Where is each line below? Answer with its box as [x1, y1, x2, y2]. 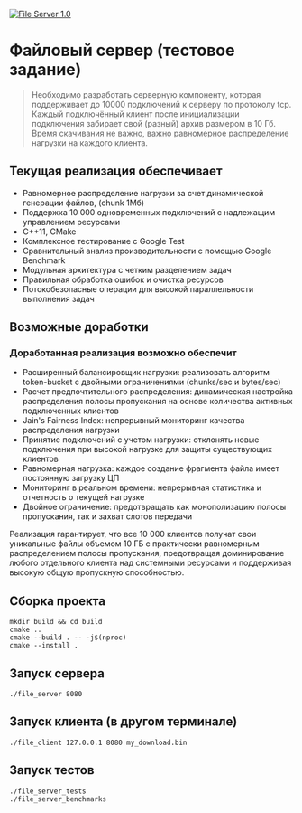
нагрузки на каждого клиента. [31, 137, 149, 148]
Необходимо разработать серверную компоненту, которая [31, 89, 261, 99]
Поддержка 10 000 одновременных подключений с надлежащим [22, 206, 276, 217]
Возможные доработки [9, 319, 149, 335]
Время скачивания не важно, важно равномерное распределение [31, 128, 290, 138]
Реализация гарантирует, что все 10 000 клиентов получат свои [9, 529, 257, 540]
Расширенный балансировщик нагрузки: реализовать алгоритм [22, 367, 270, 378]
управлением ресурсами [22, 216, 120, 227]
